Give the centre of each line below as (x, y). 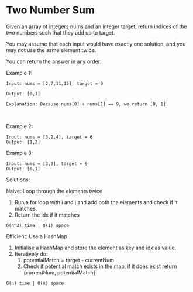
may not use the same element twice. (51, 50)
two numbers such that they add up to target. (61, 32)
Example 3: (20, 153)
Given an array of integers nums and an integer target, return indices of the (96, 26)
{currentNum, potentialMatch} (59, 272)
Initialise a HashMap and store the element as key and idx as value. (95, 248)
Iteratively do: (31, 254)
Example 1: (19, 73)
